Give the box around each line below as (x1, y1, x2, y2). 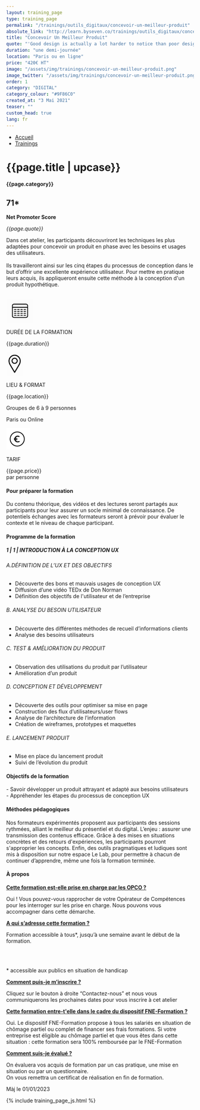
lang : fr (6, 116, 28, 122)
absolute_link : (6, 29, 44, 35)
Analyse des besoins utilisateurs (14, 631, 94, 638)
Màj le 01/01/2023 (6, 1085, 51, 1092)
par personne (6, 474, 40, 481)
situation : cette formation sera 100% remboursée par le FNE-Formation (6, 1038, 182, 1045)
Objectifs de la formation (6, 773, 69, 780)
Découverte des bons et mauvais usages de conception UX (14, 580, 161, 587)
